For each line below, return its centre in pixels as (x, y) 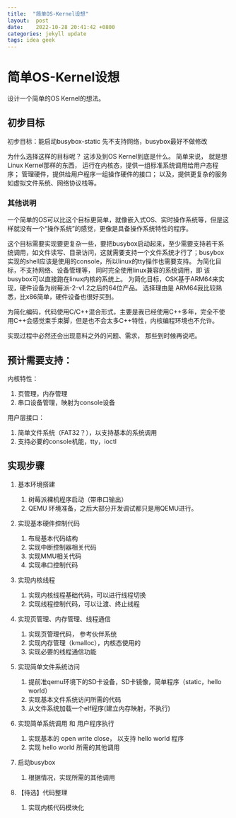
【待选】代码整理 (42, 792)
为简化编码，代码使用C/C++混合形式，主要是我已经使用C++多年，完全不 (113, 312)
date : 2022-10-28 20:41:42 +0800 (61, 27)
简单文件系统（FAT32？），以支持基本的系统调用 (87, 432)
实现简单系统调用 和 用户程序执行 (66, 723)
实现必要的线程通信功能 (62, 652)
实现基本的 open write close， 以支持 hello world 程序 (106, 738)
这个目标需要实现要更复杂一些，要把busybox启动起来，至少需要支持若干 (113, 244)
